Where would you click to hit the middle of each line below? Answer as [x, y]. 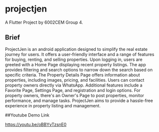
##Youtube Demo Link [27, 115]
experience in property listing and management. [53, 105]
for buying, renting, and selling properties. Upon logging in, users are [74, 59]
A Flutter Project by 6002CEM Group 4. [44, 22]
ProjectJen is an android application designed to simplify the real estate [76, 49]
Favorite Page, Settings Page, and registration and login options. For [73, 90]
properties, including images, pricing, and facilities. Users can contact [75, 80]
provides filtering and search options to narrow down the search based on [79, 70]
